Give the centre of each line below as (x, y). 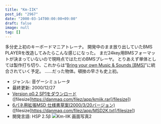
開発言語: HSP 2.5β (32, 116)
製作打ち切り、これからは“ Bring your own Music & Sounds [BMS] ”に (82, 65)
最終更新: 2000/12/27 (34, 88)
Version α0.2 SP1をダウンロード (44, 94)
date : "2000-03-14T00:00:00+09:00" (41, 19)
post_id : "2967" (22, 14)
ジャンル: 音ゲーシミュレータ (41, 82)
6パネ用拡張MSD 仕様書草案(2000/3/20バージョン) (64, 105)
